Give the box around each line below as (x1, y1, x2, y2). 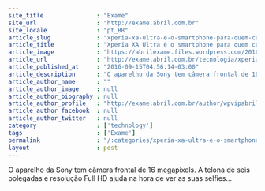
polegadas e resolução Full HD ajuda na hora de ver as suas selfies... (8, 174, 233, 183)
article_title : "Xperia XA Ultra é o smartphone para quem (8, 41, 248, 49)
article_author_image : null (8, 84, 118, 93)
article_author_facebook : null (8, 107, 118, 115)
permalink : (8, 136, 101, 144)
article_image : (8, 48, 101, 56)
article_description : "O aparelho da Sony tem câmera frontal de (8, 70, 248, 78)
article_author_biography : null (8, 92, 118, 100)
